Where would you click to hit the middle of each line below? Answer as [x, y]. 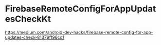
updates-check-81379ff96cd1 [35, 37]
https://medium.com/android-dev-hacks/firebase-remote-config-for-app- [79, 32]
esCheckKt [28, 19]
